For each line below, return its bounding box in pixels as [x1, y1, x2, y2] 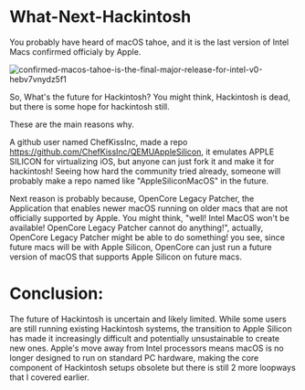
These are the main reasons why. [9, 119, 135, 130]
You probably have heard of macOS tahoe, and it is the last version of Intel [9, 37, 289, 47]
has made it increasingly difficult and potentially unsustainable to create [9, 332, 280, 343]
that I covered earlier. [9, 372, 89, 383]
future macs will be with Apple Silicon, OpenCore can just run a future [9, 241, 272, 252]
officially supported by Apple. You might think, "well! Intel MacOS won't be [9, 212, 290, 223]
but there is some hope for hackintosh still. [9, 100, 171, 111]
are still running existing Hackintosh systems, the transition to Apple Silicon [9, 322, 292, 334]
